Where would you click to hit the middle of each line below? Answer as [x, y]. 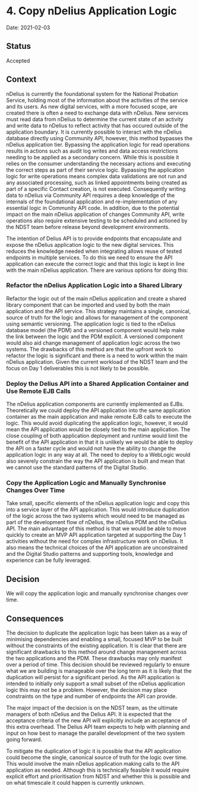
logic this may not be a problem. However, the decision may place [87, 690]
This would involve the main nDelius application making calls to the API [93, 764]
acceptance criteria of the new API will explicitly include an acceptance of [97, 720]
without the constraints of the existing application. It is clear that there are [97, 646]
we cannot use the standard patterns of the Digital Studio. [77, 468]
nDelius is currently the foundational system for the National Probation [92, 94]
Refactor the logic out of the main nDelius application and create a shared [96, 298]
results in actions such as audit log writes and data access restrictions [92, 151]
